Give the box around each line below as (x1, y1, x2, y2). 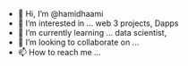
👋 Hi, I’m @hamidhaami (17, 9, 104, 19)
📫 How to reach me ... (17, 47, 101, 57)
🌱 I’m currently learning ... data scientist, (17, 28, 167, 37)
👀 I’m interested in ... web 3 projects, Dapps (17, 18, 179, 29)
